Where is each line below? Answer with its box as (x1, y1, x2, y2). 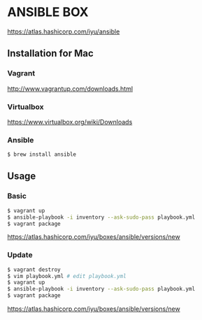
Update (7, 250, 33, 260)
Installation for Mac (7, 48, 94, 59)
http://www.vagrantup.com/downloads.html (7, 85, 134, 93)
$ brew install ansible (7, 151, 77, 158)
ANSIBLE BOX (7, 4, 89, 20)
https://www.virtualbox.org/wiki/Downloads (7, 117, 133, 126)
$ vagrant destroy (7, 266, 61, 273)
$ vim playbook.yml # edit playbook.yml (7, 272, 127, 279)
